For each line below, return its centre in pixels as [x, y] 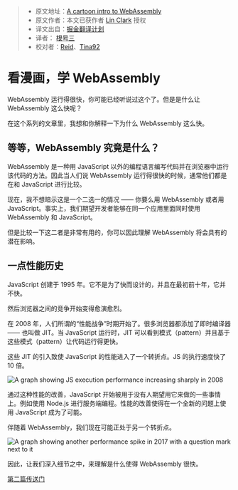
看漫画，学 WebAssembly [84, 78]
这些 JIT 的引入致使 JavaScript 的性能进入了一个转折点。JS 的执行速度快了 [117, 356]
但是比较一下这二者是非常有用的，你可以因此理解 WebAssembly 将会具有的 [117, 232]
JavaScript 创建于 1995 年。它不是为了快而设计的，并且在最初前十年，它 [114, 284]
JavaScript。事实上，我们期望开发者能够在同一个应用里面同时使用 [104, 208]
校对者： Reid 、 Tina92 [68, 47]
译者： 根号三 [55, 38]
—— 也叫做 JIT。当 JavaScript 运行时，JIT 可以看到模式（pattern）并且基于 [119, 332]
